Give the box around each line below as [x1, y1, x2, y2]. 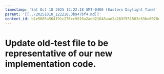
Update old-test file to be [5, 37, 109, 49]
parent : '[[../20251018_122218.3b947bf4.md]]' [5, 12, 102, 17]
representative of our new [5, 48, 113, 59]
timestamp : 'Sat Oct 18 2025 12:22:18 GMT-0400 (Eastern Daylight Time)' [5, 7, 159, 12]
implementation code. [5, 58, 96, 69]
